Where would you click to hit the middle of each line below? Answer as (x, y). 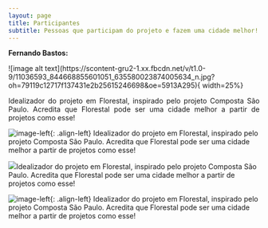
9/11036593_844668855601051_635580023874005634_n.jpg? (112, 77)
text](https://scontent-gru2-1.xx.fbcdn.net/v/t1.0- (125, 69)
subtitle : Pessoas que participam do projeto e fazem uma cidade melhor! (134, 30)
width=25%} (223, 85)
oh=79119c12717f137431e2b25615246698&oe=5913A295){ (104, 85)
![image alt (26, 69)
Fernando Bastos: (38, 53)
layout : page (30, 16)
